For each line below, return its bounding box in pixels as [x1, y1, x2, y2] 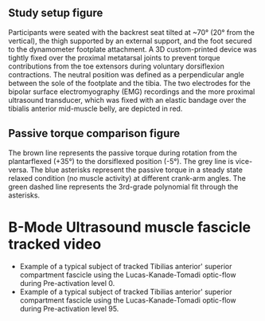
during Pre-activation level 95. [19, 303, 119, 313]
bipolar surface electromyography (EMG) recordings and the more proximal [8, 87, 255, 96]
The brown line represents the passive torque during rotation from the [8, 147, 237, 158]
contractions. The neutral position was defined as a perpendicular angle [8, 69, 244, 79]
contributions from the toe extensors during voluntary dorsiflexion [8, 61, 224, 71]
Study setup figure [8, 6, 103, 20]
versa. [8, 165, 29, 174]
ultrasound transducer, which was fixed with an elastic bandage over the [8, 95, 247, 104]
